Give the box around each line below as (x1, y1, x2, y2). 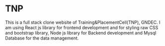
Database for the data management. (5, 35, 79, 41)
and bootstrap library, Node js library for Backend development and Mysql (5, 30, 157, 36)
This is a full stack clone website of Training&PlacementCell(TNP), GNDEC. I (5, 19, 161, 25)
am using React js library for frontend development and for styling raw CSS (5, 24, 159, 30)
